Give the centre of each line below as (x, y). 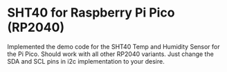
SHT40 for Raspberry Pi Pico (91, 13)
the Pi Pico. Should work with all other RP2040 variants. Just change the (111, 54)
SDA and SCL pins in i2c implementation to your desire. (86, 61)
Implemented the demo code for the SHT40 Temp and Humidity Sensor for (113, 46)
